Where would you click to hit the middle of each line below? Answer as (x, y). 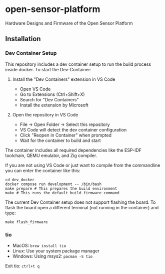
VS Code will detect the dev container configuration (73, 129)
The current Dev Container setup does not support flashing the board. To (80, 202)
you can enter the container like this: (43, 170)
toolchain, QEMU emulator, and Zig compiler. (51, 155)
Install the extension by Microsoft (54, 105)
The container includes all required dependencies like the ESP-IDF (73, 150)
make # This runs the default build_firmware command (62, 193)
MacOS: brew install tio (39, 245)
